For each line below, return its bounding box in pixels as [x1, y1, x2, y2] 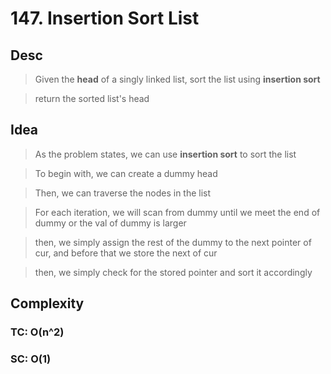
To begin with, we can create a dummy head [34, 167, 218, 179]
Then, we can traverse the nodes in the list [34, 187, 212, 199]
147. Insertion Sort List [10, 7, 200, 30]
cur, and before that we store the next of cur [34, 247, 218, 259]
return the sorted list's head [34, 93, 150, 104]
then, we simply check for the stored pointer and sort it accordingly [34, 266, 313, 278]
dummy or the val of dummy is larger [34, 217, 187, 229]
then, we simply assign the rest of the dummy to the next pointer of [34, 236, 312, 248]
